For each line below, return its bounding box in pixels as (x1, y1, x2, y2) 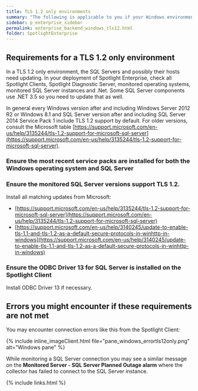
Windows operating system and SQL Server (6, 164, 134, 172)
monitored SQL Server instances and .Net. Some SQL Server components (6, 87, 185, 94)
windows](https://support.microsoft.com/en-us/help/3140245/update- (14, 236, 186, 244)
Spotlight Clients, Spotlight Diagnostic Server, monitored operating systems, (6, 80, 191, 87)
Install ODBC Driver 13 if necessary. (6, 284, 93, 291)
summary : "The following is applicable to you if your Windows (6, 14, 165, 20)
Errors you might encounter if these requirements (6, 301, 192, 311)
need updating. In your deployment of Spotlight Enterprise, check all (6, 74, 172, 81)
